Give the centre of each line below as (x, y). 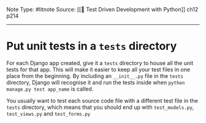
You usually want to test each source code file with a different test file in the (102, 100)
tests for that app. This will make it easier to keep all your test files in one (98, 69)
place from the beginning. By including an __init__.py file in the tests (95, 76)
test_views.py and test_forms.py (48, 113)
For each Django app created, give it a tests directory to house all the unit (100, 63)
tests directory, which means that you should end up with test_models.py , (100, 107)
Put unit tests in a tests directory (92, 46)
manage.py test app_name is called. (50, 89)
